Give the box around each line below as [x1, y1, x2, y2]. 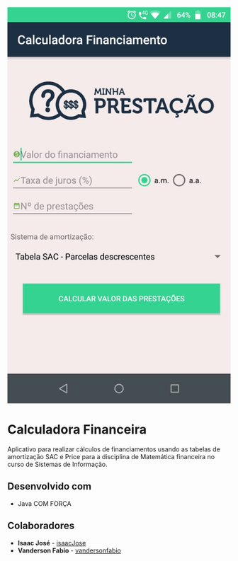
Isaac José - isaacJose [17, 538, 86, 547]
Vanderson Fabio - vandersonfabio [17, 546, 122, 555]
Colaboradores [7, 520, 75, 532]
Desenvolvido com [7, 480, 92, 492]
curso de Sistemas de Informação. [7, 460, 108, 468]
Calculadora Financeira [7, 422, 147, 438]
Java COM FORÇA [17, 499, 72, 508]
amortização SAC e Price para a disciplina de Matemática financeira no [7, 452, 215, 461]
